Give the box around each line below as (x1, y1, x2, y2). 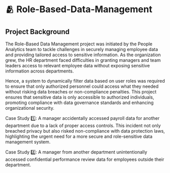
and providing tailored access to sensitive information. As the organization (5, 52, 161, 58)
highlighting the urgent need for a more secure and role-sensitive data (5, 133, 153, 139)
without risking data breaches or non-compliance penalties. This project (5, 89, 157, 94)
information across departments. (5, 68, 74, 74)
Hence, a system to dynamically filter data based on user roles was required (5, 78, 165, 84)
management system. (5, 139, 51, 145)
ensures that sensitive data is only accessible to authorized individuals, (5, 94, 154, 100)
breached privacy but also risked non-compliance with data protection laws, (5, 128, 165, 134)
